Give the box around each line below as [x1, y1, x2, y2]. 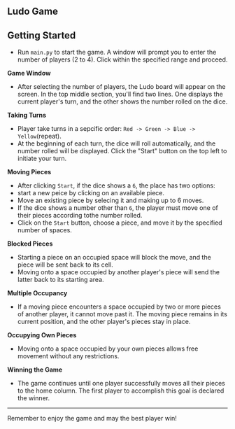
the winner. [17, 394, 50, 402]
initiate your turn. [17, 154, 67, 163]
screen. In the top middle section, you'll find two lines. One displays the [17, 90, 224, 99]
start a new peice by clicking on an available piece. [17, 189, 165, 197]
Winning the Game [7, 365, 63, 374]
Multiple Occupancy [7, 289, 68, 297]
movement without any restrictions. [17, 352, 120, 360]
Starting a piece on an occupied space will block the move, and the [17, 253, 211, 262]
